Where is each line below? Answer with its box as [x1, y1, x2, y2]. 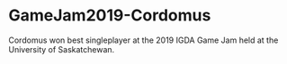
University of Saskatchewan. [8, 44, 115, 54]
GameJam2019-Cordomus [8, 5, 211, 26]
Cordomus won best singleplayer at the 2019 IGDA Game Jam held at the [8, 35, 279, 45]
